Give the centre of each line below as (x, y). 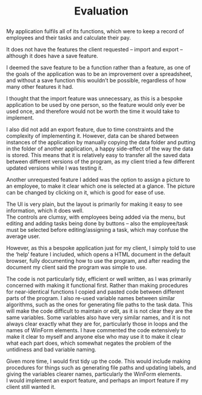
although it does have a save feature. (52, 56)
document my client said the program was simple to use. (77, 268)
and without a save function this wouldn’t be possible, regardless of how (96, 80)
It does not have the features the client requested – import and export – (95, 50)
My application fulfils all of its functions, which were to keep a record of (95, 31)
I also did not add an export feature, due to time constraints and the (90, 130)
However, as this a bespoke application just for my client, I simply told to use (101, 248)
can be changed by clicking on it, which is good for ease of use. (86, 193)
